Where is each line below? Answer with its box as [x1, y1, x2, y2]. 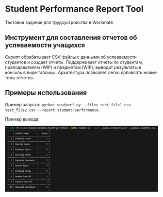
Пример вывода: [5, 116, 40, 122]
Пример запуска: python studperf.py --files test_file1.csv [5, 101, 131, 107]
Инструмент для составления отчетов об [5, 33, 137, 42]
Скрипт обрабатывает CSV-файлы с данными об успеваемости [5, 54, 137, 60]
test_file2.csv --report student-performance [5, 108, 98, 113]
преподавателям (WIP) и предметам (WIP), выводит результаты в [5, 64, 142, 70]
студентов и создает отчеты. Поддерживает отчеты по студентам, [5, 59, 143, 65]
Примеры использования [5, 89, 87, 97]
